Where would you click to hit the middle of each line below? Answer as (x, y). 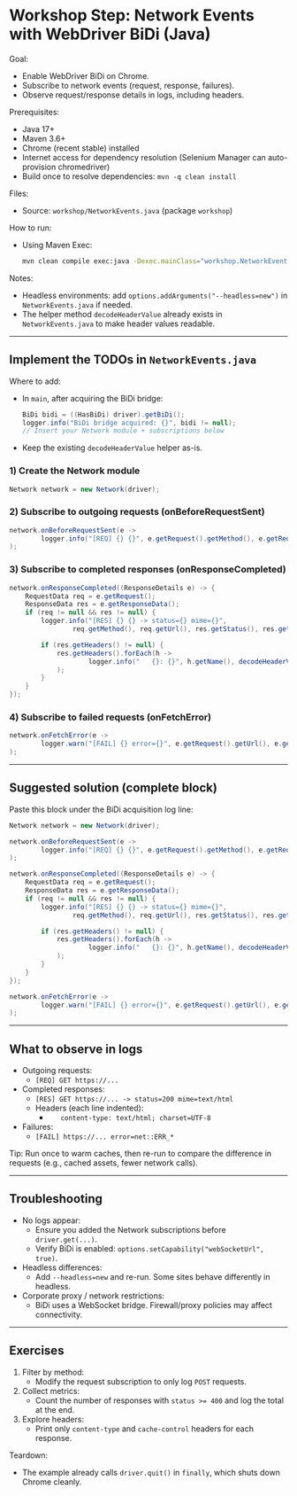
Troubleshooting (56, 1199)
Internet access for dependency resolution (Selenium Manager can (144, 157)
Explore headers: (53, 1419)
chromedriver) (84, 167)
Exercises (37, 1351)
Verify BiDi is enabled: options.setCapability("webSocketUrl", (150, 1248)
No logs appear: (51, 1220)
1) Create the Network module (75, 471)
